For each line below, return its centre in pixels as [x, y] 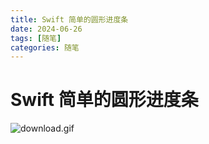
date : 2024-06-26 [46, 29]
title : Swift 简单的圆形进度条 [69, 19]
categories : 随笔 [45, 47]
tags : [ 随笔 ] [36, 38]
